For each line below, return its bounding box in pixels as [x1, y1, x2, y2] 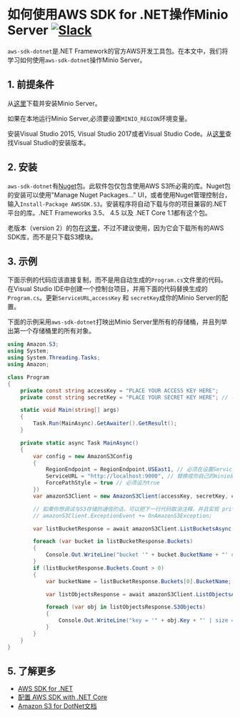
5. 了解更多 [7, 665, 56, 677]
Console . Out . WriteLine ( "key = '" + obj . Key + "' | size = [58, 617, 235, 624]
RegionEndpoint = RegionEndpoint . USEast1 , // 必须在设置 [45, 466, 214, 473]
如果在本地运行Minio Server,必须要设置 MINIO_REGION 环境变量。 [7, 114, 191, 122]
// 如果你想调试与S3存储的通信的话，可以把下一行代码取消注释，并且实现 [33, 505, 219, 513]
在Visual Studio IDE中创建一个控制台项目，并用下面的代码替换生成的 [7, 285, 209, 293]
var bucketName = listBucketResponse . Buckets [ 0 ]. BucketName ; [45, 578, 232, 585]
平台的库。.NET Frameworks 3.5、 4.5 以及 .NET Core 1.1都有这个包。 [7, 208, 212, 217]
